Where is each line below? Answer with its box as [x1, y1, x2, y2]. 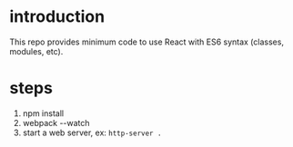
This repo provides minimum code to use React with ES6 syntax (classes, [9, 36, 285, 47]
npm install [22, 107, 65, 119]
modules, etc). [9, 45, 64, 56]
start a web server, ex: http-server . [22, 127, 162, 138]
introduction [9, 6, 106, 27]
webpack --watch [22, 117, 90, 128]
